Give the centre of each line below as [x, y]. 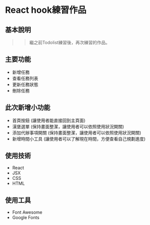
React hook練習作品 [46, 10]
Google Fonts [26, 218]
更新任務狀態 [25, 84]
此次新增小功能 [28, 108]
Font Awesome [27, 212]
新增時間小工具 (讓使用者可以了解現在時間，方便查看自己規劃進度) [79, 139]
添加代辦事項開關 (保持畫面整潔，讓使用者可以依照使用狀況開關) [76, 133]
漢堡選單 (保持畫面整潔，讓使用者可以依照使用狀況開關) [68, 126]
